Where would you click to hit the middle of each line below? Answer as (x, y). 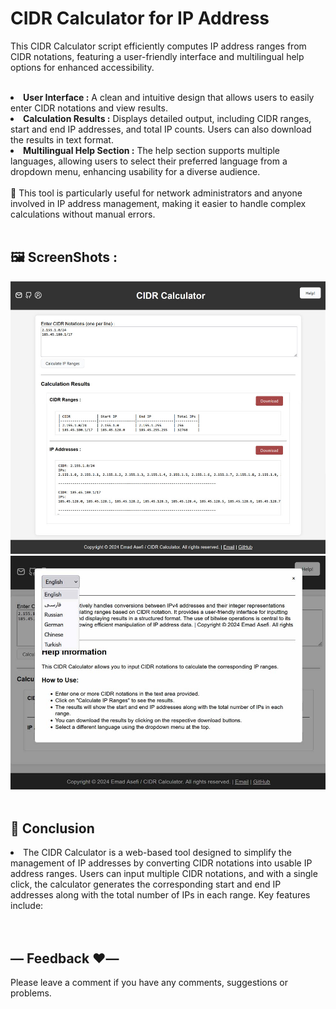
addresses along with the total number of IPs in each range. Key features (160, 895)
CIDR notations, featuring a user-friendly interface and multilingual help (157, 56)
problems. (31, 993)
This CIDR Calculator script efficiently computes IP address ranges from (158, 46)
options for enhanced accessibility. (82, 67)
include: (27, 906)
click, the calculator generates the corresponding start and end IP (146, 884)
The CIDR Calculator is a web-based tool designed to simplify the (157, 853)
